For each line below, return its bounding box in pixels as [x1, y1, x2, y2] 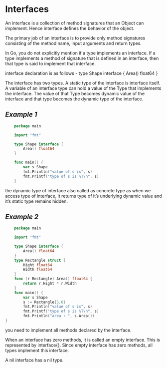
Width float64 [23, 267, 52, 272]
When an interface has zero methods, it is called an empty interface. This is [5, 337, 161, 343]
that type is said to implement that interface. [5, 60, 96, 66]
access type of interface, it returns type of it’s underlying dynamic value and [5, 193, 162, 199]
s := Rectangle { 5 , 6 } [23, 300, 66, 305]
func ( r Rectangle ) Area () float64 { [14, 276, 93, 282]
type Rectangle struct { [14, 258, 66, 263]
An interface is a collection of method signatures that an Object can [5, 20, 144, 26]
